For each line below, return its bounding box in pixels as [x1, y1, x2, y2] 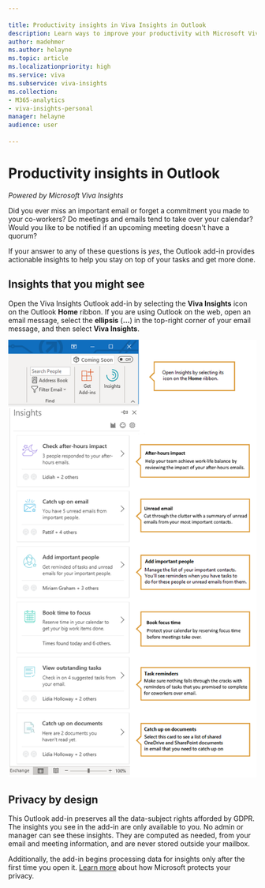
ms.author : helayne [8, 46, 73, 55]
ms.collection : [8, 88, 58, 96]
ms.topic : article [8, 55, 69, 62]
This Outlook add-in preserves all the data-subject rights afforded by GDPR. [8, 814, 255, 823]
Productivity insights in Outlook [8, 164, 221, 182]
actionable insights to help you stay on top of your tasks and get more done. [8, 254, 256, 264]
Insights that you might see [8, 277, 145, 292]
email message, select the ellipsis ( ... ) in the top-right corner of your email [8, 315, 251, 325]
